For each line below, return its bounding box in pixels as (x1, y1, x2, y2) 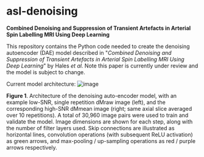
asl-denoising (6, 4, 78, 18)
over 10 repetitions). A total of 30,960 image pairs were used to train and (6, 111, 189, 119)
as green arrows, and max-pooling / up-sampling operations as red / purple (6, 137, 196, 144)
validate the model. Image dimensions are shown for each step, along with (6, 117, 193, 125)
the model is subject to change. (6, 68, 85, 75)
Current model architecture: (6, 80, 76, 88)
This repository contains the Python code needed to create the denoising (6, 43, 190, 50)
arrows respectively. (6, 144, 58, 151)
